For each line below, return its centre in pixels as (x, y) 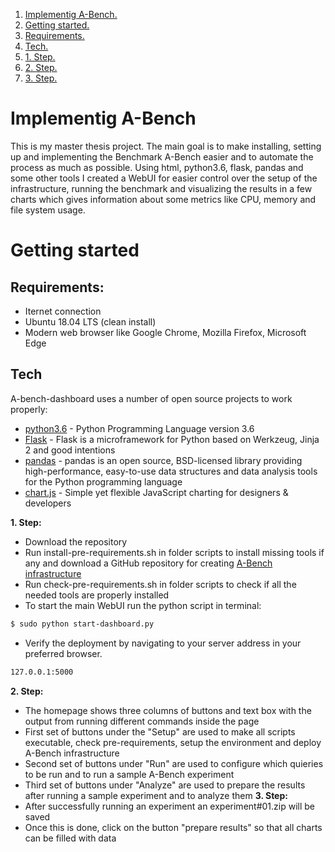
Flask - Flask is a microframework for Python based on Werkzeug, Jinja (172, 439)
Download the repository (76, 541)
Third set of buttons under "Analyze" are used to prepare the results (165, 785)
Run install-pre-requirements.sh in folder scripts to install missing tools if (174, 552)
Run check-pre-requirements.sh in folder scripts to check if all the (160, 584)
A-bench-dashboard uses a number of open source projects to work (151, 398)
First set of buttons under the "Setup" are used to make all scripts (160, 731)
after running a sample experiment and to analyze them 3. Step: (156, 795)
